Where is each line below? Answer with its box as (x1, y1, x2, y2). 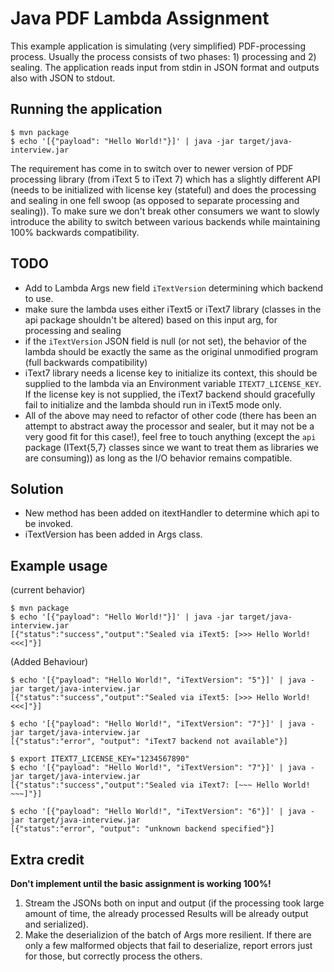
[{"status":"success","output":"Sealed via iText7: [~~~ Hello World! (10, 780, 311, 791)
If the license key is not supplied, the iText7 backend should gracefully (24, 388, 316, 400)
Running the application (10, 101, 163, 118)
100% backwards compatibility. (10, 226, 140, 238)
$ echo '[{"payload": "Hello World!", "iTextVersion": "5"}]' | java (10, 675, 307, 686)
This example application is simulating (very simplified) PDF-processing (10, 40, 306, 52)
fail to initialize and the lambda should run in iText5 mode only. (24, 398, 282, 411)
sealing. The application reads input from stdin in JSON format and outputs (10, 61, 320, 73)
